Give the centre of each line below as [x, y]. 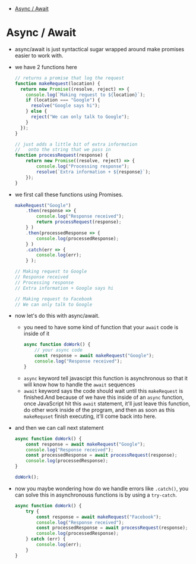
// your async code [59, 350]
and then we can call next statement [59, 427]
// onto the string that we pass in [63, 150]
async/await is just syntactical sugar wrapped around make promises [99, 49]
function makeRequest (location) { [57, 83]
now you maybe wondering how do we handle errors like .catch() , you [102, 488]
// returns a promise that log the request [69, 78]
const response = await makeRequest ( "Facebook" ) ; [99, 517]
